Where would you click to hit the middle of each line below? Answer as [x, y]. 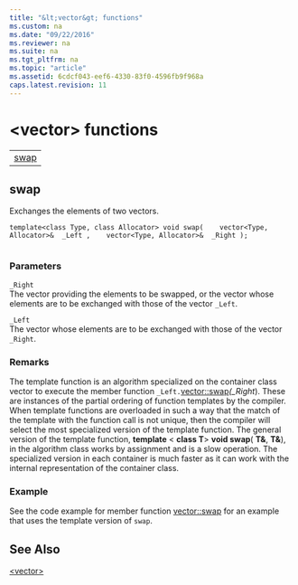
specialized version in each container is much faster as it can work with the [149, 458]
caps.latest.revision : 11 [58, 85]
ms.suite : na [34, 52]
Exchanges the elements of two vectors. [84, 211]
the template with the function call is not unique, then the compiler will [140, 420]
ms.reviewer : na [40, 43]
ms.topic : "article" [48, 69]
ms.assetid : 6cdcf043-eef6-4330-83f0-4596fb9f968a [107, 77]
